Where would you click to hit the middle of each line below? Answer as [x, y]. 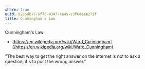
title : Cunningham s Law [30, 18]
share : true [17, 9]
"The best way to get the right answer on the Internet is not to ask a [73, 56]
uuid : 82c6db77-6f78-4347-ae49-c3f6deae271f [51, 14]
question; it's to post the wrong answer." [45, 62]
